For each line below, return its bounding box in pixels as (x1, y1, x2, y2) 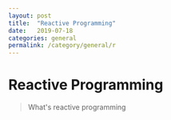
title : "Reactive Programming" (8, 19, 116, 27)
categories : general (8, 34, 78, 42)
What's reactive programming (27, 102, 126, 112)
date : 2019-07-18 (8, 26, 74, 34)
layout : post (8, 11, 52, 20)
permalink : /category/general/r (8, 42, 116, 50)
